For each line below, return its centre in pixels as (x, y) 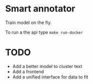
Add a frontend (28, 71)
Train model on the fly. (28, 22)
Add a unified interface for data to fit (50, 77)
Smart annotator (40, 9)
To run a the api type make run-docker (44, 32)
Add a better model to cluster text (47, 66)
